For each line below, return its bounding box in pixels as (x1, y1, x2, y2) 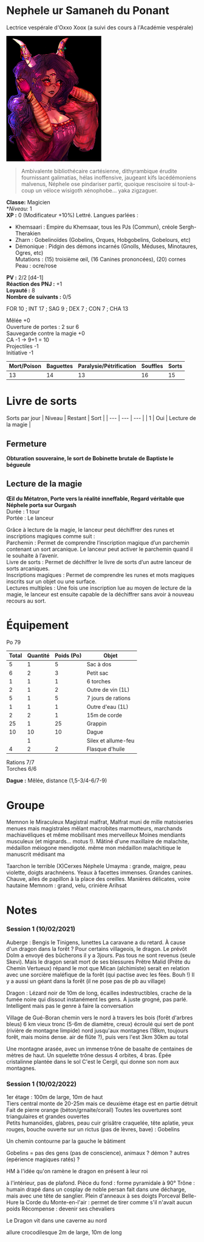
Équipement (6, 618, 69, 632)
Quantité (27, 652, 50, 660)
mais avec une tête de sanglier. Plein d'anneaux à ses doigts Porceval (6, 1192, 180, 1199)
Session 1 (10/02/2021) (6, 925, 76, 933)
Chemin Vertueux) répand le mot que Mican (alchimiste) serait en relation (6, 964, 190, 971)
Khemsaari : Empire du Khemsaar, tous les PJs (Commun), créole (15, 223, 178, 230)
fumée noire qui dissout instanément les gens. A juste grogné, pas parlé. (6, 995, 188, 1003)
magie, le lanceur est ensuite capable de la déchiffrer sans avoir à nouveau (6, 590, 194, 598)
